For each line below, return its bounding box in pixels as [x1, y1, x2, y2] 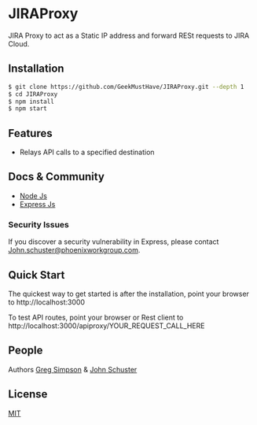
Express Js [19, 199, 56, 209]
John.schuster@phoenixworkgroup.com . [8, 246, 141, 255]
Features [8, 127, 53, 140]
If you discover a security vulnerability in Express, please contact [8, 237, 219, 246]
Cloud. [8, 39, 30, 48]
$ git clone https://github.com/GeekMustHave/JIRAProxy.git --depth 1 [8, 83, 244, 91]
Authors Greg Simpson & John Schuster [8, 364, 138, 374]
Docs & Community [8, 170, 105, 183]
